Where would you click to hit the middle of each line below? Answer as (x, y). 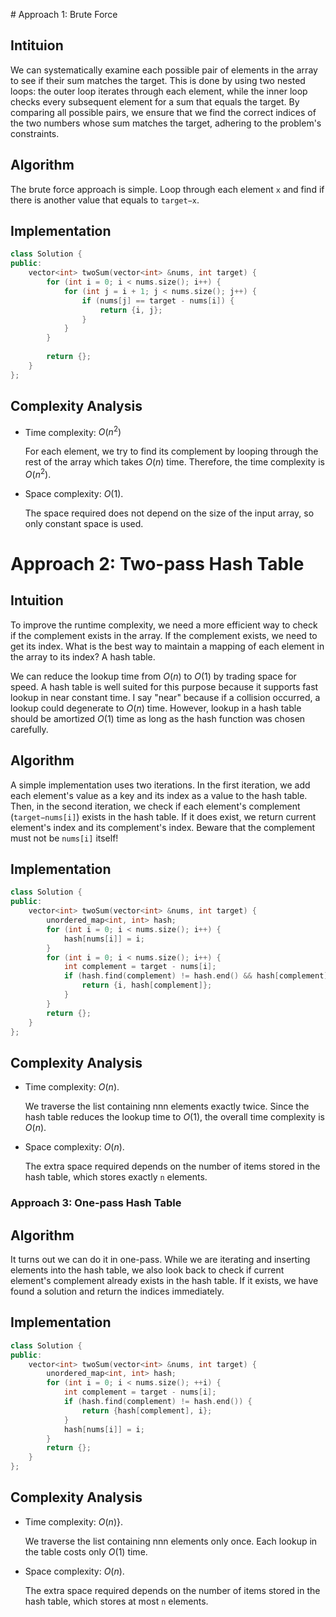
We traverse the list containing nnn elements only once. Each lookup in (171, 1541)
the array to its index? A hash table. (83, 656)
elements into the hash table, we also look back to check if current (147, 1270)
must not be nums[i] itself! (64, 838)
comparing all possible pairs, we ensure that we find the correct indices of (163, 112)
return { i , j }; (131, 310)
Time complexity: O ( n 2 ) (73, 431)
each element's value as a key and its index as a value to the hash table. (159, 795)
